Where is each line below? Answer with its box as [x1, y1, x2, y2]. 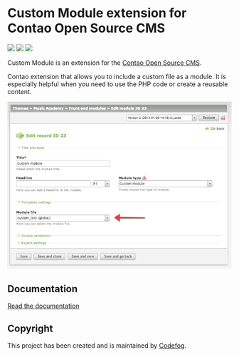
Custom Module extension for [7, 5, 187, 21]
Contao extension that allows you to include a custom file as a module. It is [7, 72, 226, 81]
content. [7, 87, 32, 95]
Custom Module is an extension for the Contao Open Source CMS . [7, 58, 202, 67]
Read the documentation [7, 301, 80, 311]
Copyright [7, 322, 53, 334]
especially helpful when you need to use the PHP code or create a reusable [7, 80, 228, 88]
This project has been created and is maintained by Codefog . [7, 341, 187, 350]
